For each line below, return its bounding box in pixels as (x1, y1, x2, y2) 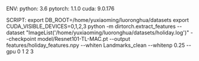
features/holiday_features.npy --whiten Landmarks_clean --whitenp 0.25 (6, 41, 185, 49)
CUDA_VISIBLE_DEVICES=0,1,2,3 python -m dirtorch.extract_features (6, 23, 176, 30)
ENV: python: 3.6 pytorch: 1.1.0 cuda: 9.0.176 (6, 5, 115, 12)
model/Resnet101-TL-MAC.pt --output (37, 36, 130, 42)
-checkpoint (6, 36, 36, 42)
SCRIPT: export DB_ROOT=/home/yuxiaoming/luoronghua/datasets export (6, 17, 189, 23)
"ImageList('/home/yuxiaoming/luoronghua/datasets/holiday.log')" (26, 29, 189, 36)
